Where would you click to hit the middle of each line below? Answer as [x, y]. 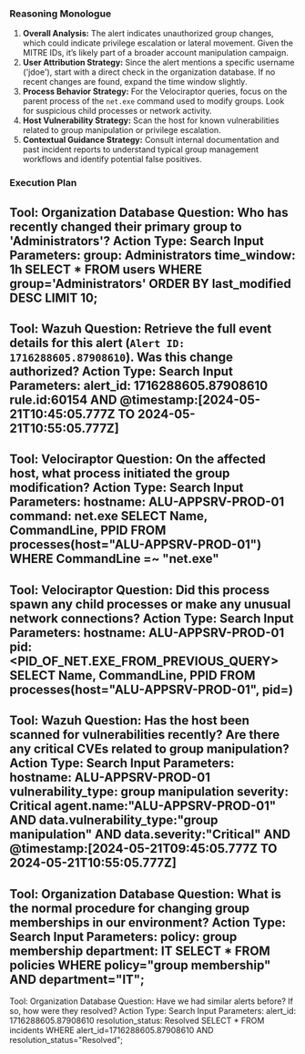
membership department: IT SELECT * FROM [140, 951]
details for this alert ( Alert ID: [97, 343]
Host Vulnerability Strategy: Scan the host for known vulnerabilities [151, 120]
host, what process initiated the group [120, 473]
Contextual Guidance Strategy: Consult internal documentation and [151, 140]
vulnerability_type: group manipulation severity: [149, 792]
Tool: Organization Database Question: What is [146, 894]
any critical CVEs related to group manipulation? [149, 749]
